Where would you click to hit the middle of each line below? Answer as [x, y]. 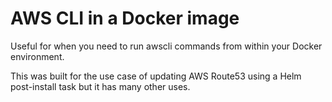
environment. [37, 56]
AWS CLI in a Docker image [125, 18]
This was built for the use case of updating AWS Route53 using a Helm [156, 76]
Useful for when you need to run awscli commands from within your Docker [166, 46]
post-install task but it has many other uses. [100, 86]
